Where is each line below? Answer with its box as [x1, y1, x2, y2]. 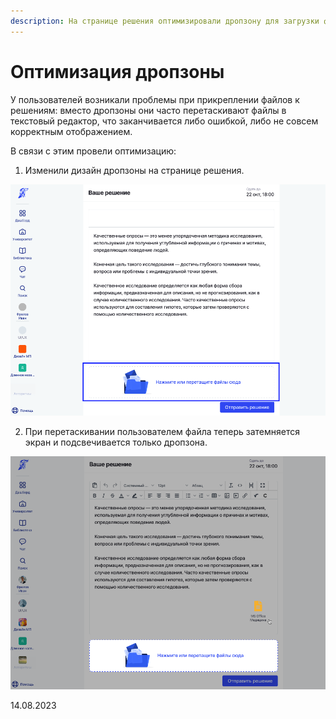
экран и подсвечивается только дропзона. [24, 436, 208, 448]
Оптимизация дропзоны [10, 60, 225, 83]
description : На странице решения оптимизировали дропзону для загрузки [10, 16, 320, 26]
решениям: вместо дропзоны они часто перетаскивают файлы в [10, 104, 287, 116]
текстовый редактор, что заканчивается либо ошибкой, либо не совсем [10, 115, 319, 127]
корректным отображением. [10, 125, 133, 137]
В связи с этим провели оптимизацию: [10, 145, 177, 157]
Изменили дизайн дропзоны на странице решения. [24, 164, 245, 176]
